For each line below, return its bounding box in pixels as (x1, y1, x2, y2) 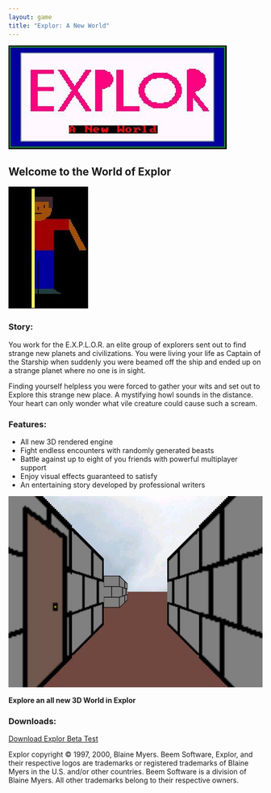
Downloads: (8, 715, 56, 727)
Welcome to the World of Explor (8, 164, 172, 178)
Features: (8, 418, 47, 430)
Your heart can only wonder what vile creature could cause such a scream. (8, 398, 258, 408)
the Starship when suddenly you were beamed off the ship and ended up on (8, 357, 261, 367)
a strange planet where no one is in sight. (8, 365, 146, 375)
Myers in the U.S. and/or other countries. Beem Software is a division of (8, 767, 248, 777)
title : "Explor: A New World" (8, 21, 110, 30)
